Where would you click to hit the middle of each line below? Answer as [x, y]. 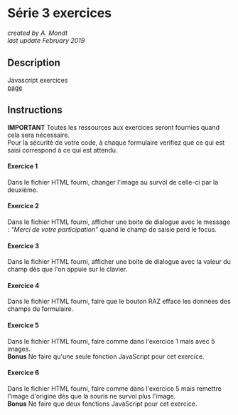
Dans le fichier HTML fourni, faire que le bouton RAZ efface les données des [119, 302]
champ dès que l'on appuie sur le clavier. [67, 270]
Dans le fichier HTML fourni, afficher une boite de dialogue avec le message [119, 222]
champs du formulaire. [40, 309]
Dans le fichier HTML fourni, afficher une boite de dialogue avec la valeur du [119, 262]
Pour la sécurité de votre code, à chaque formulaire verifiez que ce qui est [116, 142]
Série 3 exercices [60, 13]
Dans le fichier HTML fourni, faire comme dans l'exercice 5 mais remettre [114, 388]
